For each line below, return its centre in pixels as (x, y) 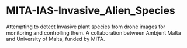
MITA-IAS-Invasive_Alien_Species (91, 11)
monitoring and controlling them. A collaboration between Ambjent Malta (93, 32)
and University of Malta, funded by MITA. (56, 39)
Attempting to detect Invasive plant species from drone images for (86, 27)
